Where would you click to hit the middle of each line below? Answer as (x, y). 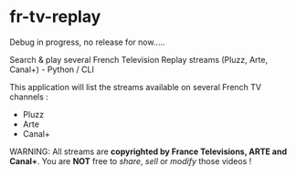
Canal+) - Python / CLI (52, 69)
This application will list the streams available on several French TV (136, 87)
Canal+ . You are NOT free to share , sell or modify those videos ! (131, 160)
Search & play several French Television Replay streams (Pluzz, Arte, (138, 59)
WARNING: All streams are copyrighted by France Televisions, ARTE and (148, 151)
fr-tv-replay (55, 17)
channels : (29, 97)
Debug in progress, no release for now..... (88, 42)
